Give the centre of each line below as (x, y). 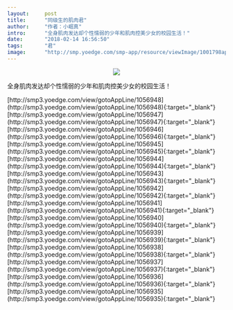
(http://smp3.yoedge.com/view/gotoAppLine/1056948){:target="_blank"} (112, 107)
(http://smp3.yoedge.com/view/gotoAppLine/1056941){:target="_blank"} (111, 210)
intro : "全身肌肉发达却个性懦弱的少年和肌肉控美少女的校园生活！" (99, 33)
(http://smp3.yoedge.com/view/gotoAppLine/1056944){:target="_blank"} (112, 166)
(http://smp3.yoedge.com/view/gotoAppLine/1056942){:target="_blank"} (112, 196)
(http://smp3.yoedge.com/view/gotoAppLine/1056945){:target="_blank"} (112, 151)
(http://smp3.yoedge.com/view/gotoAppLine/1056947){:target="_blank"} (111, 121)
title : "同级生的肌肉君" (47, 20)
